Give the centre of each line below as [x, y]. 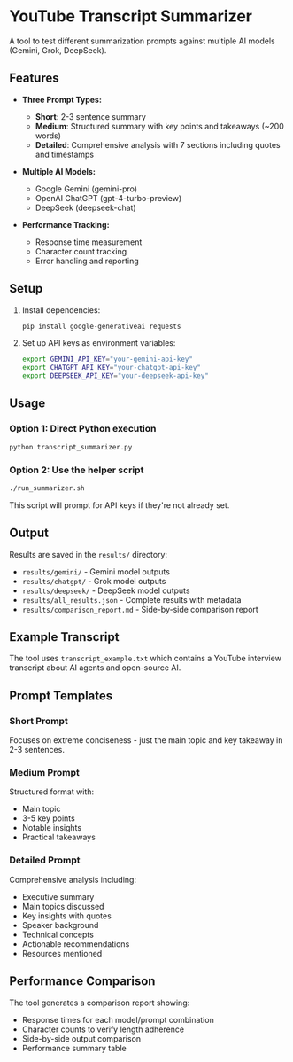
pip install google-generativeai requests [101, 326]
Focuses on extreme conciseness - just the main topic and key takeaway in [146, 740]
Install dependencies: [61, 310]
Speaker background [60, 925]
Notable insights [52, 828]
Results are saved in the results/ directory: [89, 554]
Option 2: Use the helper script [77, 470]
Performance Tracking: [66, 224]
